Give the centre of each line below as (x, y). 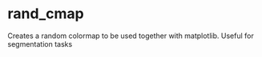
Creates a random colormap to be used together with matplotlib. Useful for (131, 36)
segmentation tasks (40, 44)
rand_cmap (46, 14)
